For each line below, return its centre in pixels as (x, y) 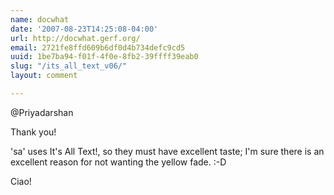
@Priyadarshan (42, 112)
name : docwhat (40, 19)
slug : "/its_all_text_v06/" (69, 66)
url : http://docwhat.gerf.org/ (75, 38)
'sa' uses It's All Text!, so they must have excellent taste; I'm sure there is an (167, 151)
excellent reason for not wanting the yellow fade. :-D (118, 162)
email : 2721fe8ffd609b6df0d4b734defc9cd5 (98, 47)
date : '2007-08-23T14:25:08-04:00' (84, 29)
